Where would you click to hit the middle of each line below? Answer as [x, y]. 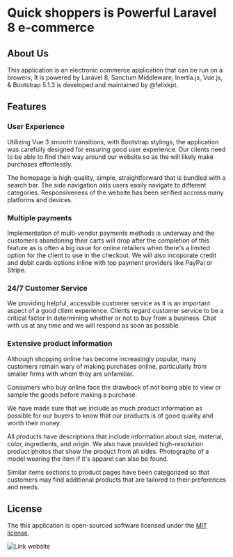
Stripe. [17, 270]
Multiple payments [40, 218]
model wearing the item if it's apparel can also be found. [88, 459]
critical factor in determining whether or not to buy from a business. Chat [112, 318]
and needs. [23, 487]
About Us [28, 53]
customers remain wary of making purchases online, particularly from [107, 366]
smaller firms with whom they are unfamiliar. [71, 374]
